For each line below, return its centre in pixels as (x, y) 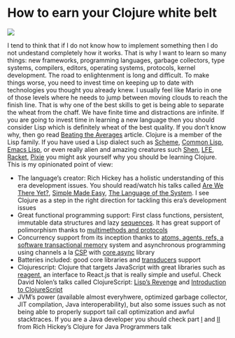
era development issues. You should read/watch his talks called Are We (120, 185)
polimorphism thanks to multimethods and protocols (92, 230)
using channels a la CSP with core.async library (86, 252)
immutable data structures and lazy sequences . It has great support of (119, 223)
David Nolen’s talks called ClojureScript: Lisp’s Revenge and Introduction (122, 282)
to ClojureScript (40, 289)
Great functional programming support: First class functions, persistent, (121, 215)
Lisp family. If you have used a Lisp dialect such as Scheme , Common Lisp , (115, 142)
